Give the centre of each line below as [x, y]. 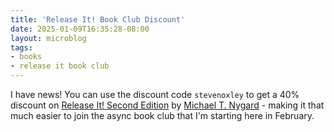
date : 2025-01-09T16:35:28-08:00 [80, 29]
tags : [21, 47]
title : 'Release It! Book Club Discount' [98, 19]
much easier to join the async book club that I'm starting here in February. [162, 115]
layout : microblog [48, 38]
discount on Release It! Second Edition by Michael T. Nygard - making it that [167, 105]
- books [26, 57]
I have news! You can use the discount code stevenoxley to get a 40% [155, 94]
